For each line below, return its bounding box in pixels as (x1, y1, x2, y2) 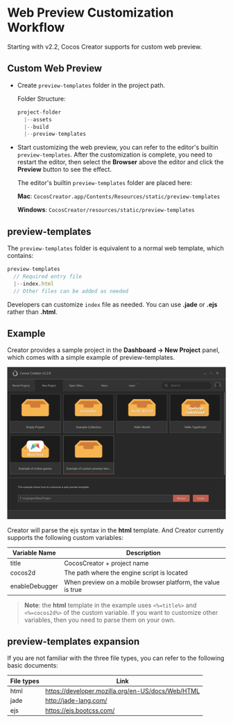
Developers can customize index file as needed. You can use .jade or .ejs (7, 300, 218, 308)
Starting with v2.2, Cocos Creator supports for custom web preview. (7, 42, 202, 51)
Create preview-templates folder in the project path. (17, 81, 165, 89)
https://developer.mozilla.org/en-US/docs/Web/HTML (44, 687, 200, 695)
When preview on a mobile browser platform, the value (64, 578, 220, 586)
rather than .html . (7, 307, 58, 316)
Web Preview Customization (7, 5, 174, 21)
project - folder (17, 109, 62, 116)
